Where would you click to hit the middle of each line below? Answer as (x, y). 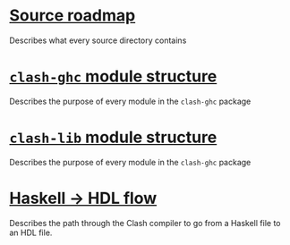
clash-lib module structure (113, 137)
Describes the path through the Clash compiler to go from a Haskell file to (145, 223)
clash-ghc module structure (113, 76)
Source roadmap (72, 16)
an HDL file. (31, 232)
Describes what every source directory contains (98, 40)
